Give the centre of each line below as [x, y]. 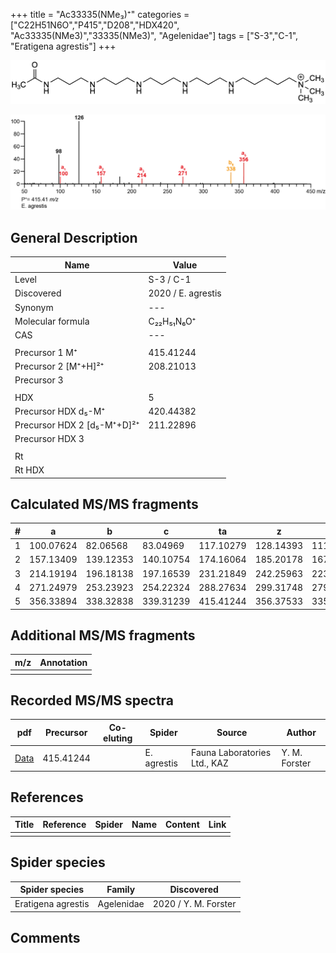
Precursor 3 [39, 380]
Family [121, 890]
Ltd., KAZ [210, 763]
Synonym [34, 307]
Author [301, 733]
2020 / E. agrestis [185, 293]
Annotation [63, 662]
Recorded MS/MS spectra [92, 700]
